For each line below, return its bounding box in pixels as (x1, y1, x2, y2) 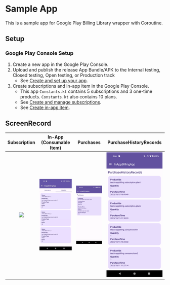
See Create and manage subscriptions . (20, 99, 102, 105)
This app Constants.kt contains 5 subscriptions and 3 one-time (20, 88, 153, 94)
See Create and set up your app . (20, 77, 88, 84)
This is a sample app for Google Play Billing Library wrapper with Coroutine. (5, 20, 163, 26)
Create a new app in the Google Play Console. (12, 61, 109, 67)
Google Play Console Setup (5, 50, 74, 57)
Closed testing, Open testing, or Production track (12, 72, 115, 78)
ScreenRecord (5, 119, 52, 128)
